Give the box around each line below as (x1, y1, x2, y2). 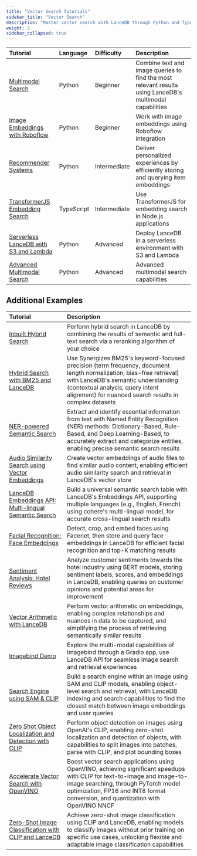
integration (135, 134, 166, 143)
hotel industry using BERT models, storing (66, 563, 182, 571)
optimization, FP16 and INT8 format (66, 787, 166, 795)
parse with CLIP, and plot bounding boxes (66, 747, 182, 756)
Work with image (135, 113, 182, 121)
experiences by (135, 159, 178, 167)
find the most (135, 74, 172, 82)
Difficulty (94, 49, 122, 57)
